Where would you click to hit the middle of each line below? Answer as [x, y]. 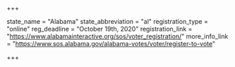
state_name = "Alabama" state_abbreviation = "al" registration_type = [108, 21]
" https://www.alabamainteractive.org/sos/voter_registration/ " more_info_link [117, 36]
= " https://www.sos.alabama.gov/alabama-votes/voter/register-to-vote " [111, 44]
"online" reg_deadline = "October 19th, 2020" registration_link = [100, 29]
